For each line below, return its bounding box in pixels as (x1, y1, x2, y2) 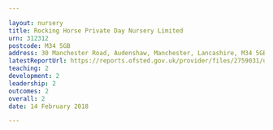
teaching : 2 (8, 64, 49, 73)
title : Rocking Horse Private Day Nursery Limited (8, 26, 184, 35)
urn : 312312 (8, 34, 49, 42)
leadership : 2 (8, 79, 57, 88)
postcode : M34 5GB (8, 41, 71, 50)
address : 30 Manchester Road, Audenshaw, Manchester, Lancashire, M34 (8, 50, 253, 58)
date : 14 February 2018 (8, 102, 89, 110)
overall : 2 (8, 94, 45, 102)
